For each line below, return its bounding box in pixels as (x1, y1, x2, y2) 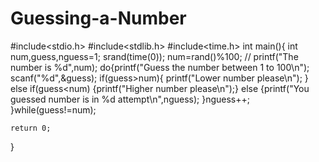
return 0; (10, 123, 52, 133)
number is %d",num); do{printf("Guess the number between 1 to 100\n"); (10, 61, 310, 73)
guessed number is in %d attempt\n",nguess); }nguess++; (10, 93, 250, 105)
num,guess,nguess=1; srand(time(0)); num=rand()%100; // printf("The (10, 50, 299, 62)
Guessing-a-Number (10, 7, 187, 30)
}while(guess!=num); (10, 103, 97, 116)
